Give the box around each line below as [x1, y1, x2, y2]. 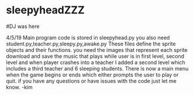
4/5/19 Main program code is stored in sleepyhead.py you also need [6, 34, 170, 41]
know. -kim [6, 83, 33, 90]
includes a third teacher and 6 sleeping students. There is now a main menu [6, 65, 189, 72]
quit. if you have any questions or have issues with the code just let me [6, 77, 177, 85]
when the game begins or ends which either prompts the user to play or [6, 71, 179, 78]
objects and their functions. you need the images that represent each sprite [6, 46, 188, 53]
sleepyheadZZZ [6, 3, 85, 17]
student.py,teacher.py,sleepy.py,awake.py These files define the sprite [6, 40, 176, 47]
